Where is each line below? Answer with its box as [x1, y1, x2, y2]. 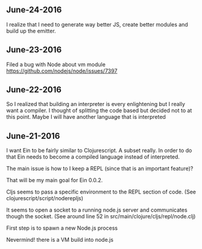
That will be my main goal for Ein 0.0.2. [6, 177, 103, 184]
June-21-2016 [6, 131, 60, 141]
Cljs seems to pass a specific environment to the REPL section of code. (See [6, 188, 197, 195]
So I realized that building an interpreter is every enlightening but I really [6, 101, 186, 108]
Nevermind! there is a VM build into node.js [6, 236, 113, 244]
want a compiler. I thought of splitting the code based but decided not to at [6, 107, 192, 114]
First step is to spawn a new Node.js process [6, 224, 118, 232]
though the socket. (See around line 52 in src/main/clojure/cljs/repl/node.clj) [6, 213, 196, 220]
